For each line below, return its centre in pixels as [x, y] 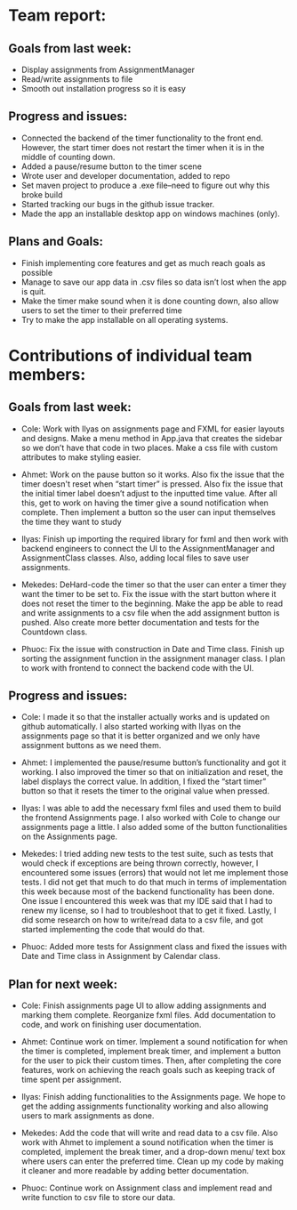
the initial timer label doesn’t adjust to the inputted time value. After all [149, 493]
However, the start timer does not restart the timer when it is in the [143, 147]
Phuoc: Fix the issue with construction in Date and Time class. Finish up [153, 649]
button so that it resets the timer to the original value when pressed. [145, 791]
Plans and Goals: [56, 242]
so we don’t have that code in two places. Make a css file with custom [149, 448]
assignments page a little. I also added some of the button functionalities [154, 827]
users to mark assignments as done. [88, 1116]
